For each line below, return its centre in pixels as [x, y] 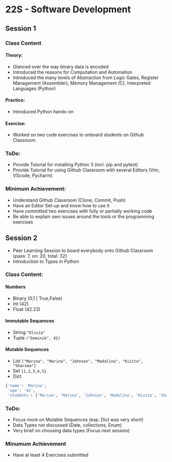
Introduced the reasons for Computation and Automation [72, 72]
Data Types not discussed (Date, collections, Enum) [67, 425]
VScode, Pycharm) [33, 176]
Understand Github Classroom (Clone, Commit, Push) [69, 200]
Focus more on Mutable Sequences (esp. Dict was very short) [78, 419]
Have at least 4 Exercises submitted [50, 455]
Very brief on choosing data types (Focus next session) [71, 430]
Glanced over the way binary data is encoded [61, 66]
